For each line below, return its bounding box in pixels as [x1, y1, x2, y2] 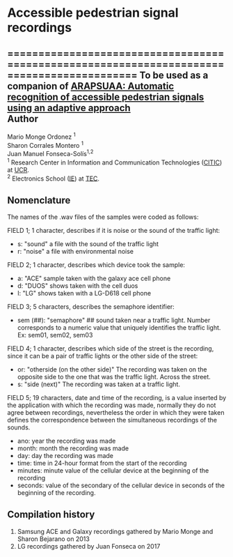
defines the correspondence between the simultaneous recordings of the [7, 416, 218, 425]
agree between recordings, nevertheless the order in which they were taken [7, 409, 225, 417]
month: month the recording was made [17, 444, 129, 452]
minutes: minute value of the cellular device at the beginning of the [17, 466, 209, 475]
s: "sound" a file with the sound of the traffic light [17, 240, 159, 248]
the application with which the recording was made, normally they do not [7, 401, 216, 409]
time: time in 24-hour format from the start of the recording [17, 459, 187, 468]
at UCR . [7, 165, 30, 174]
